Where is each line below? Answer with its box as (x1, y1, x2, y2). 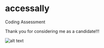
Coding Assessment (5, 19, 46, 25)
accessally (5, 3, 50, 14)
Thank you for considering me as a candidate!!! (5, 28, 100, 34)
